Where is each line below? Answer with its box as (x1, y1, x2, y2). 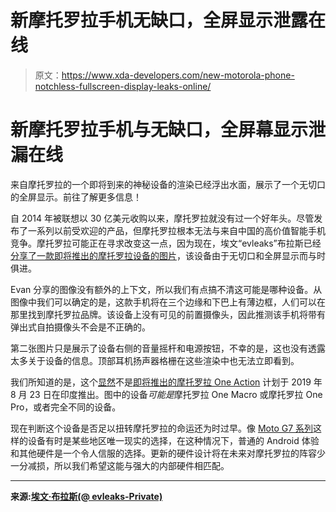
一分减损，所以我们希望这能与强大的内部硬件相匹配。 (10, 459, 230, 471)
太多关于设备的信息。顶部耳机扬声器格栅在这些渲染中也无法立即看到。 (10, 354, 300, 366)
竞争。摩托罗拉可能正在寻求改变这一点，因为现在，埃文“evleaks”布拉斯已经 (10, 237, 322, 249)
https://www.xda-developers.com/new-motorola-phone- (61, 69, 295, 81)
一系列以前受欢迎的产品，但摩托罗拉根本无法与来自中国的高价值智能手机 (27, 224, 326, 236)
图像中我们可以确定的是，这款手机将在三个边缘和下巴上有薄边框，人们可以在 (10, 296, 326, 308)
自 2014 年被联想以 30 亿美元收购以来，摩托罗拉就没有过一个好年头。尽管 (10, 212, 315, 224)
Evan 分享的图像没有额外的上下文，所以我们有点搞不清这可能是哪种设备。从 (10, 283, 323, 295)
